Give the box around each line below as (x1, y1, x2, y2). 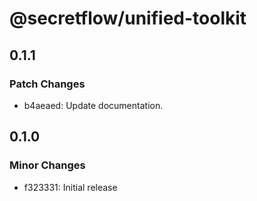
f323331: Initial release (23, 181, 118, 193)
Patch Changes (9, 77, 86, 91)
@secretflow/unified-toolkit (9, 7, 247, 30)
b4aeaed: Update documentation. (23, 99, 164, 111)
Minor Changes (9, 158, 86, 172)
